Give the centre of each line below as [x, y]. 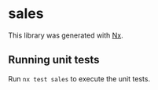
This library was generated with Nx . [66, 35]
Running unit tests [54, 60]
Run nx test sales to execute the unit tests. [79, 78]
